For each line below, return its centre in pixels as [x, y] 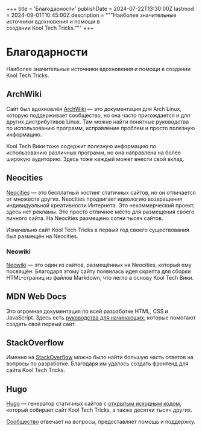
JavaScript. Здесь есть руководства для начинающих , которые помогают [101, 317]
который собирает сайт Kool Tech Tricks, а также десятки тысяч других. [99, 410]
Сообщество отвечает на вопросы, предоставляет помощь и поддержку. [101, 422]
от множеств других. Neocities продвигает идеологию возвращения [94, 199]
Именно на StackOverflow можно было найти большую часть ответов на [100, 357]
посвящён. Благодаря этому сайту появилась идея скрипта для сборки [99, 271]
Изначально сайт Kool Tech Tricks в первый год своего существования [98, 230]
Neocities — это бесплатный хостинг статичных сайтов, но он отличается [101, 192]
